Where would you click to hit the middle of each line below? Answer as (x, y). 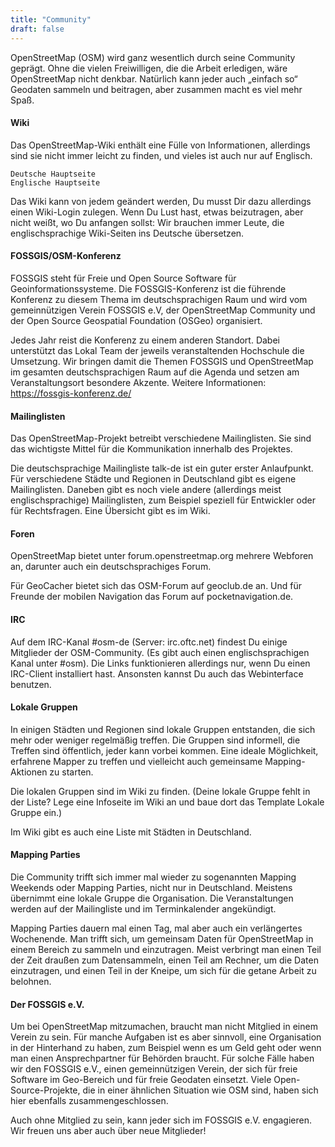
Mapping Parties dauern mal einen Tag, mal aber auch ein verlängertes (156, 928)
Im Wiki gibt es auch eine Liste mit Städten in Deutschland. (131, 832)
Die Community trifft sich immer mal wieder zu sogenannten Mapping (153, 877)
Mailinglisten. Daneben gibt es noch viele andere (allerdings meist (146, 490)
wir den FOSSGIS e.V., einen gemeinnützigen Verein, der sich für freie (154, 1069)
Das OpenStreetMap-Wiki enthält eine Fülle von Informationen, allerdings (160, 145)
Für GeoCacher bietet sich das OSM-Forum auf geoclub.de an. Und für (156, 586)
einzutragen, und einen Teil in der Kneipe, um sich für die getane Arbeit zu (163, 970)
